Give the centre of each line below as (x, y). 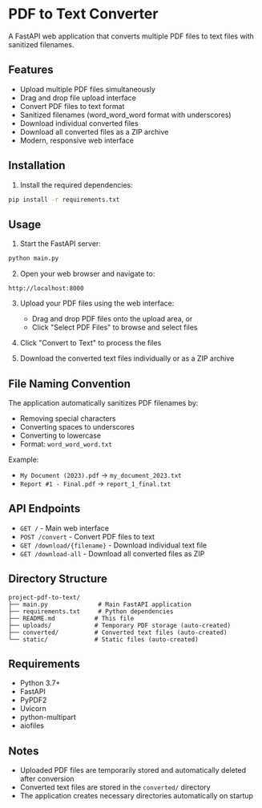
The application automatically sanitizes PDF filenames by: (103, 402)
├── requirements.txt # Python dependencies (91, 611)
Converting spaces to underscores (77, 426)
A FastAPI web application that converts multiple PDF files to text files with (131, 36)
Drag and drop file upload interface (78, 98)
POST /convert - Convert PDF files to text (87, 536)
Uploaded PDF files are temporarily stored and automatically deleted (133, 770)
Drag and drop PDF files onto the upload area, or (112, 319)
